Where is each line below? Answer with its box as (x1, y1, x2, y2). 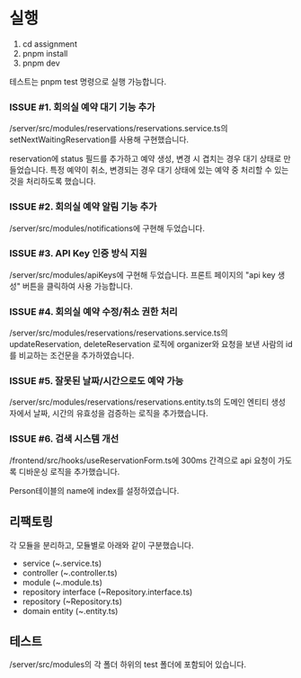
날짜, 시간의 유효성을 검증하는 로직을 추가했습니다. (32, 408, 208, 419)
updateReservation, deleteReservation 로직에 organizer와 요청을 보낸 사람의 (9, 339, 285, 350)
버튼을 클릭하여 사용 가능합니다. (22, 281, 133, 291)
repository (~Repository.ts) (22, 595, 123, 607)
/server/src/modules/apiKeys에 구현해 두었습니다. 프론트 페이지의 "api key (9, 269, 276, 280)
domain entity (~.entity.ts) (22, 605, 119, 616)
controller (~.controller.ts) (22, 567, 119, 578)
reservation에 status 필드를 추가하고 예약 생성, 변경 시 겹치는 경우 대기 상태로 (9, 154, 282, 165)
